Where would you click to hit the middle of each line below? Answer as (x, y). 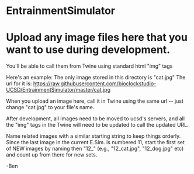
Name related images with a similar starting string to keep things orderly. (93, 136)
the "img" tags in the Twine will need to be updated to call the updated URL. (97, 125)
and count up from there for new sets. (52, 155)
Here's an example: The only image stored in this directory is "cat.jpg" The (96, 78)
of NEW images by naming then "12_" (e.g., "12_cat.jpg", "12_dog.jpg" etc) (95, 149)
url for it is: (19, 83)
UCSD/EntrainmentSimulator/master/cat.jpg (58, 90)
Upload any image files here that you (97, 38)
